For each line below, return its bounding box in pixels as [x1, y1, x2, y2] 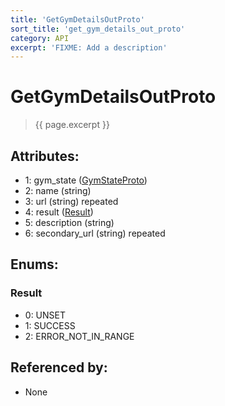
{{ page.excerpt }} [34, 119, 110, 131]
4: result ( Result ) [24, 206, 94, 218]
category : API [10, 33, 70, 43]
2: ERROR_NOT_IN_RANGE [24, 330, 135, 342]
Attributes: [10, 147, 80, 165]
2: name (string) [24, 185, 92, 196]
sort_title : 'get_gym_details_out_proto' [10, 24, 186, 34]
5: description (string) [24, 217, 115, 228]
